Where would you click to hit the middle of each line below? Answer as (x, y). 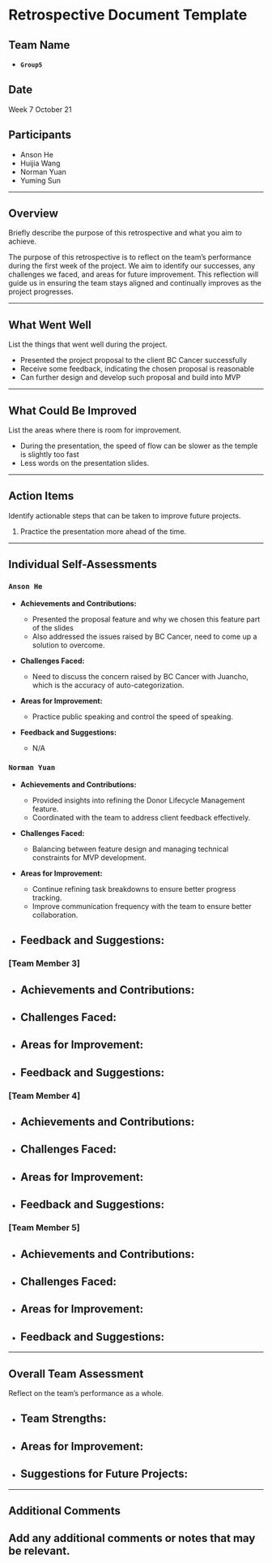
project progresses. (41, 292)
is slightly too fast (49, 454)
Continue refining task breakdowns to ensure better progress (134, 889)
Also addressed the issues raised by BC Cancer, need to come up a (144, 636)
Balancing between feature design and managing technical (130, 849)
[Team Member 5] (44, 1228)
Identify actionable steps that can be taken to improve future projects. (125, 515)
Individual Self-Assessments (83, 564)
